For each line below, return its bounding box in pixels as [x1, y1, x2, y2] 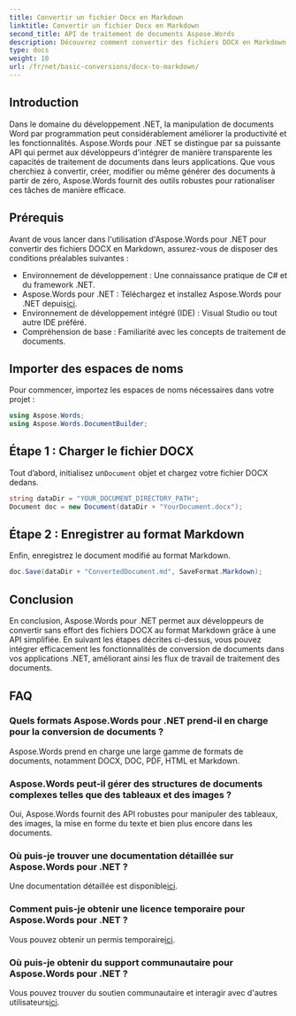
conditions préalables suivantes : [9, 252, 130, 263]
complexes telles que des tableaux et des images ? [9, 788, 232, 801]
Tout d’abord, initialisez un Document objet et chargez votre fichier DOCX [9, 467, 269, 478]
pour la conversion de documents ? [9, 725, 164, 738]
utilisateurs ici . [9, 997, 60, 1007]
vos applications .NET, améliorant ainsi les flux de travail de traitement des [9, 653, 280, 664]
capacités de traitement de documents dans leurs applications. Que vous [9, 156, 276, 167]
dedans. [9, 477, 39, 487]
